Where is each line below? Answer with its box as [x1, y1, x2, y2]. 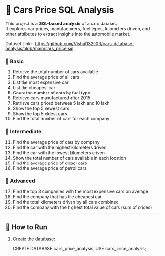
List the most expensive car [12, 79, 69, 85]
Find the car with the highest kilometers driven [12, 144, 107, 150]
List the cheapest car [12, 85, 56, 91]
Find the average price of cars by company [12, 139, 100, 145]
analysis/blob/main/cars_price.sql [5, 46, 74, 51]
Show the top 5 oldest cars [12, 111, 68, 116]
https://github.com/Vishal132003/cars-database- [35, 40, 134, 46]
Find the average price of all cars [12, 74, 80, 80]
